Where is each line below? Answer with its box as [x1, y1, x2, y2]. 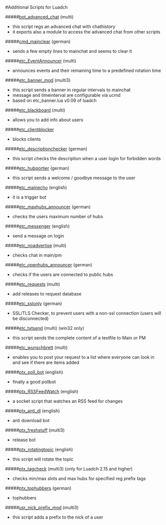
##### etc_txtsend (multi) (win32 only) [5, 325, 85, 331]
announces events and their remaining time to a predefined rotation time [12, 67, 161, 73]
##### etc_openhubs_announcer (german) [5, 262, 93, 267]
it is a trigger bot [12, 194, 46, 200]
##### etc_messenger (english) [5, 223, 70, 229]
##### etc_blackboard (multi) [5, 107, 66, 113]
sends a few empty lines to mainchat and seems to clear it [12, 48, 132, 54]
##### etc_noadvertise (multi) [5, 243, 67, 249]
